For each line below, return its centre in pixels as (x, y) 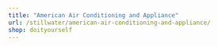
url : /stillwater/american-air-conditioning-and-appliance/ (110, 23)
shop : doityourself (40, 30)
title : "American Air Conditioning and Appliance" (94, 15)
